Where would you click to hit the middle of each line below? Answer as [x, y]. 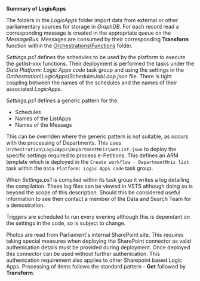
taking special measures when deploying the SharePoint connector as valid [99, 241]
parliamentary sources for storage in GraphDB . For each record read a [93, 27]
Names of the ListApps [43, 118]
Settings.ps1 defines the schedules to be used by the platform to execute [96, 57]
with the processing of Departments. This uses [64, 143]
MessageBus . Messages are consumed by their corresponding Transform [98, 39]
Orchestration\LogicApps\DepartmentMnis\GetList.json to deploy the [91, 149]
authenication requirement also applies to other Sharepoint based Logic [94, 260]
